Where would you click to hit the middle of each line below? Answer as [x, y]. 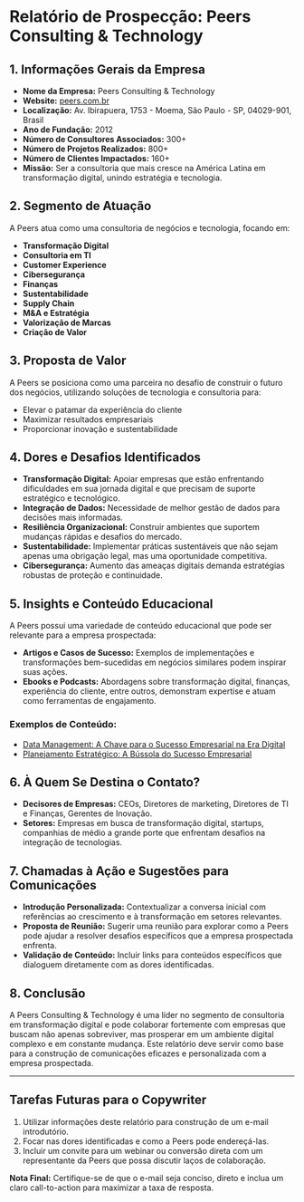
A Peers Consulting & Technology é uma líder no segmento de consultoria [147, 1014]
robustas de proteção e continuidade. [92, 575]
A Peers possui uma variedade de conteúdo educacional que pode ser [141, 626]
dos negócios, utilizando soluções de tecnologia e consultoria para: [135, 392]
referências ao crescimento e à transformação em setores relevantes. [152, 917]
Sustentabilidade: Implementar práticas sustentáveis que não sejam [150, 546]
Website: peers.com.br [66, 101]
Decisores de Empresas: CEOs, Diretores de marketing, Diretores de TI [156, 804]
